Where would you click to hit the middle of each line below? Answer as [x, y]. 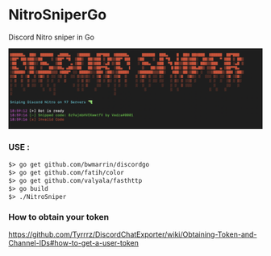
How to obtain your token [59, 217]
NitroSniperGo [58, 15]
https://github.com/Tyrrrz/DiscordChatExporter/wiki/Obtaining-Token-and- [133, 234]
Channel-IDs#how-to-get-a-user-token [74, 243]
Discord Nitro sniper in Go [52, 37]
